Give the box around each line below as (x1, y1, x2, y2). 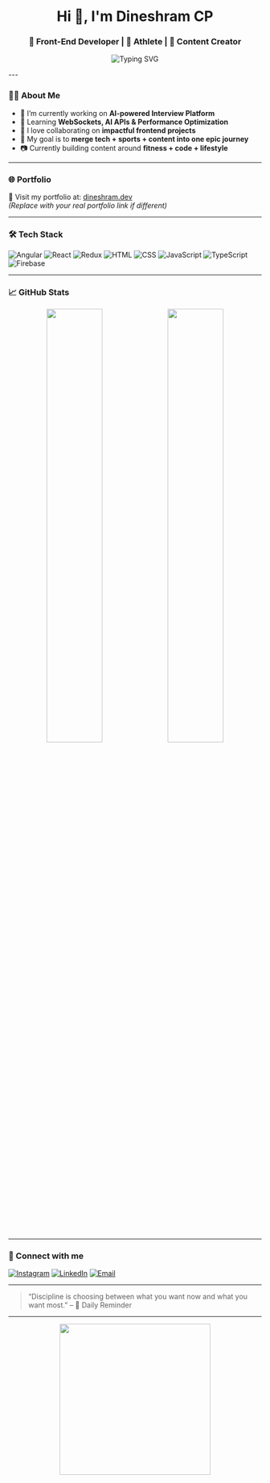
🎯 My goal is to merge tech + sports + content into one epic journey (19, 134, 249, 143)
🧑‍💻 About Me (8, 90, 60, 101)
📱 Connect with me (8, 1250, 84, 1261)
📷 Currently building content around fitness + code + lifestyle (19, 143, 228, 152)
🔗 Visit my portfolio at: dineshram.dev (8, 193, 133, 202)
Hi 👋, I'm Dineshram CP (56, 7, 214, 26)
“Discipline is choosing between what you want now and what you (27, 1291, 247, 1301)
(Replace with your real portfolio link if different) (8, 201, 167, 210)
